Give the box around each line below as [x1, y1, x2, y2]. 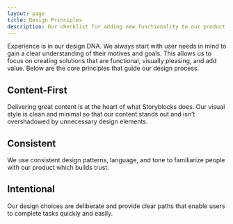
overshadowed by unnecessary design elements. [7, 117, 148, 126]
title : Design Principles [7, 17, 82, 24]
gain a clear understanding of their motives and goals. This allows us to [7, 49, 212, 58]
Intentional [7, 183, 56, 195]
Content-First [7, 84, 67, 96]
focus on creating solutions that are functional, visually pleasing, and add [7, 57, 217, 65]
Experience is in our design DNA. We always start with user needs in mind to [7, 42, 227, 51]
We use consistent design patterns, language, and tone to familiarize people [7, 156, 225, 164]
